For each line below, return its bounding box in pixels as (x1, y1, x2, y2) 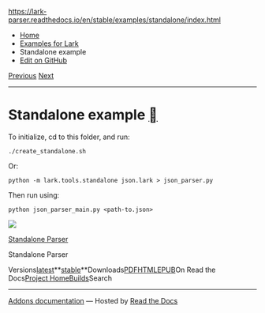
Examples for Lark (19, 39, 79, 48)
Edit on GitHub (19, 55, 67, 65)
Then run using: (8, 190, 60, 200)
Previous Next (8, 71, 54, 80)
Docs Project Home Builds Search (8, 273, 113, 283)
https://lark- (8, 7, 47, 16)
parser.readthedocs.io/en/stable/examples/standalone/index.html (8, 15, 221, 25)
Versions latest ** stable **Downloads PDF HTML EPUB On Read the (8, 265, 216, 274)
